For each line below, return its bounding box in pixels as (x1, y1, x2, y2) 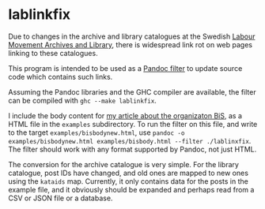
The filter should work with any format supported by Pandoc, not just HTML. (8, 144, 257, 154)
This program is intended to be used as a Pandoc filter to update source (8, 63, 243, 73)
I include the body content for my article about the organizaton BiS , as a (8, 110, 243, 120)
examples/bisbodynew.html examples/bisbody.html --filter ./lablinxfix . (8, 136, 252, 145)
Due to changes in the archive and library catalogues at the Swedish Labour (8, 32, 256, 41)
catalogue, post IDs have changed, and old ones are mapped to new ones (8, 168, 249, 177)
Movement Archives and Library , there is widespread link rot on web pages (8, 39, 253, 49)
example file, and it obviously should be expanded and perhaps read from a (8, 185, 255, 194)
